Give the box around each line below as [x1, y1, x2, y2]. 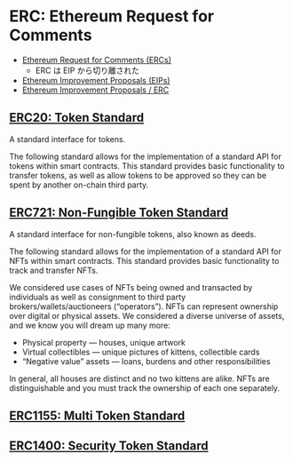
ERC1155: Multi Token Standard [9, 408, 186, 423]
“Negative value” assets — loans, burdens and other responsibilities [21, 355, 271, 366]
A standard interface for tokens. [9, 133, 126, 144]
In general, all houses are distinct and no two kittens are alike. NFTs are [9, 373, 270, 384]
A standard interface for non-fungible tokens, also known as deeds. [9, 228, 257, 239]
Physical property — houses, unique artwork [21, 337, 186, 347]
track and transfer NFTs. [9, 265, 99, 275]
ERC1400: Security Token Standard [9, 438, 209, 454]
